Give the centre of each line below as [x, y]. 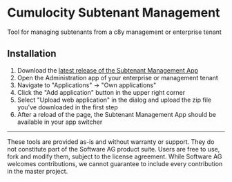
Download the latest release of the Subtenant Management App [108, 70]
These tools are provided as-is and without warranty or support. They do [111, 142]
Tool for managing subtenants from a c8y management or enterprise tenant [115, 32]
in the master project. [38, 171]
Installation [32, 54]
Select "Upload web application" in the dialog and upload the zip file [114, 100]
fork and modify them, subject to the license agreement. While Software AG [115, 156]
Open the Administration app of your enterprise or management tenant [118, 78]
